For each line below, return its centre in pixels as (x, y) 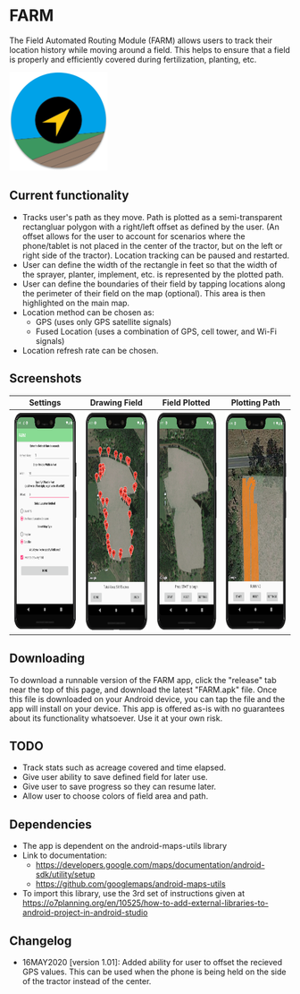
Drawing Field (116, 403)
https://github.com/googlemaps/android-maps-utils (130, 884)
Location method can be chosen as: (88, 312)
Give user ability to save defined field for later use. (115, 777)
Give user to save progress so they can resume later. (119, 787)
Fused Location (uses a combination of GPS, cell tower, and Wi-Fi (156, 331)
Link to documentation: (64, 855)
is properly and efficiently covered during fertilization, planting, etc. (133, 59)
